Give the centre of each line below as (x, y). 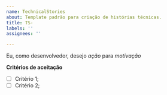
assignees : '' (24, 34)
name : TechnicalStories (36, 12)
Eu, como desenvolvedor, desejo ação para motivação (74, 56)
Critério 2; (27, 85)
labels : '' (20, 28)
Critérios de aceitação (34, 67)
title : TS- (20, 23)
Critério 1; (27, 79)
